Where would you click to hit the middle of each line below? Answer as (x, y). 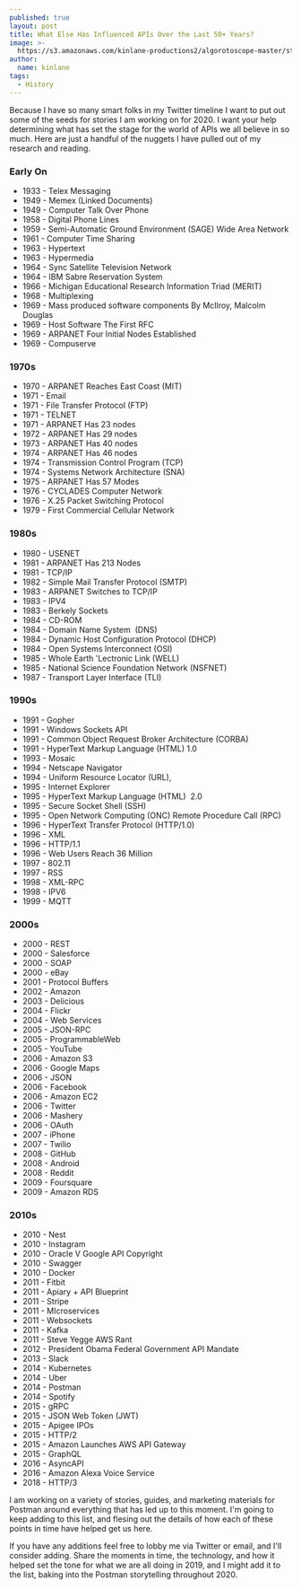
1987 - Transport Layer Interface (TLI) (92, 677)
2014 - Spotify (49, 1397)
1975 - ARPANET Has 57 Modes (81, 482)
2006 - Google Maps (61, 1068)
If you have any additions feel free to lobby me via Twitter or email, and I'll (146, 1546)
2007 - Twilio (47, 1145)
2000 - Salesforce (56, 953)
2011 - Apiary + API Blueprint (75, 1292)
